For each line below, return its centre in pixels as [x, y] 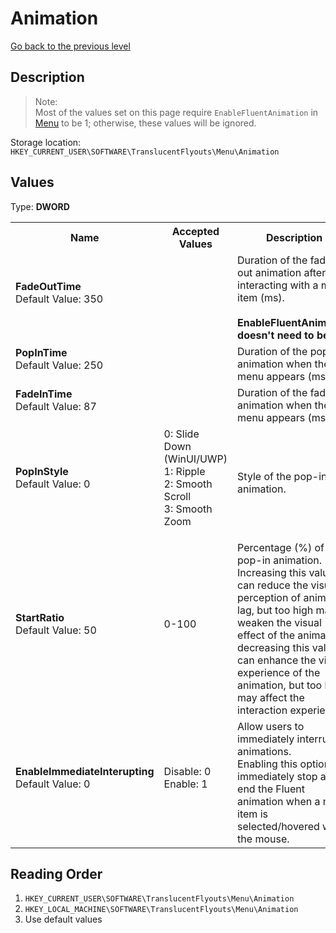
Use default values [63, 919]
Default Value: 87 [56, 406]
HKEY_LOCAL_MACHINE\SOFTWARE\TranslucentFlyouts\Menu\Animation [161, 910]
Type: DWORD [40, 206]
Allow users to [271, 726]
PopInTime [41, 352]
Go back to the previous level [70, 46]
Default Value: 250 [59, 365]
